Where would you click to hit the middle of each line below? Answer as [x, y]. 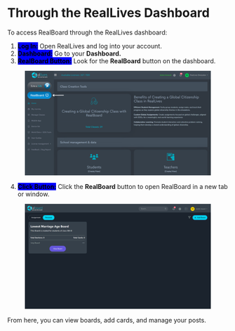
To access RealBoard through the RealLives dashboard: [87, 32]
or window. [33, 194]
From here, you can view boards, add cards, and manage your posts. [107, 320]
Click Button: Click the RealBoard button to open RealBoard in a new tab [122, 187]
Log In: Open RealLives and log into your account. [90, 46]
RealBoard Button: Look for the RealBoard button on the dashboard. [116, 60]
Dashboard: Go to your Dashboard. [69, 53]
